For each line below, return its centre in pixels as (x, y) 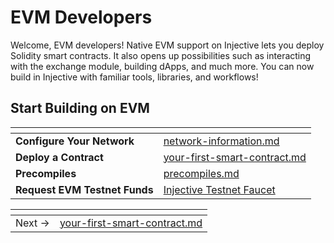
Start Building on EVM (80, 108)
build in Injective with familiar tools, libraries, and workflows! (134, 77)
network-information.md (221, 141)
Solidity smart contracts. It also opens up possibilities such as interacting (161, 55)
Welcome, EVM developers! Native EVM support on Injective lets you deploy (167, 45)
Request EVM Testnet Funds (84, 189)
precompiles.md (201, 173)
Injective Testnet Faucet (219, 189)
